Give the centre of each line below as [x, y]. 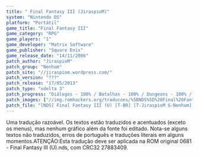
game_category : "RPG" [33, 34]
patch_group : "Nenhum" [34, 67]
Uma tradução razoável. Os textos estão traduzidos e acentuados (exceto [96, 122]
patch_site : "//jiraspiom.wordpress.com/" [59, 72]
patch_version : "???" [33, 78]
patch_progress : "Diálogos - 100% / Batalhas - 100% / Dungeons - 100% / [99, 94]
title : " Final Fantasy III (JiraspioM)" [58, 12]
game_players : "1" [29, 39]
